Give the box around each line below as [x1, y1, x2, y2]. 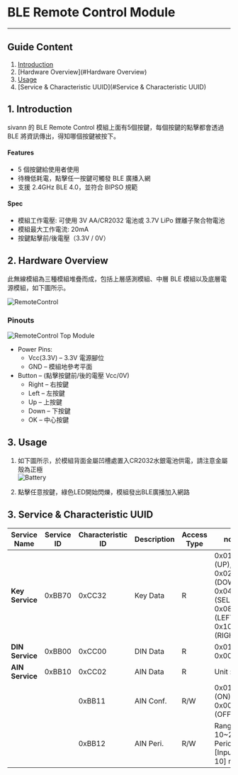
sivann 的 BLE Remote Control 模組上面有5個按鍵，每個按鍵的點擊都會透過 [7, 123, 225, 131]
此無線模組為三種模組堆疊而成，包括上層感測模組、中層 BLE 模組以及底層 [7, 274, 221, 283]
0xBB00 [44, 646, 72, 656]
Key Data [134, 590, 165, 600]
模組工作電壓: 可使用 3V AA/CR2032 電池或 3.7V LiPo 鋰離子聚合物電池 [17, 216, 225, 224]
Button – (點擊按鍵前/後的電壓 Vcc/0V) [17, 372, 130, 380]
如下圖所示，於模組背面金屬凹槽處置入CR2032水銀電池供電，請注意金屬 [17, 456, 228, 464]
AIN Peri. [134, 738, 164, 748]
